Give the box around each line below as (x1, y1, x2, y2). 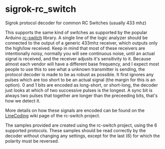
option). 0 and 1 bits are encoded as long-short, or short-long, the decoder (5, 82, 158, 88)
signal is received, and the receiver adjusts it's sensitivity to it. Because (5, 55, 152, 61)
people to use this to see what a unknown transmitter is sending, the (5, 66, 145, 72)
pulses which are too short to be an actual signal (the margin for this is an (5, 77, 156, 83)
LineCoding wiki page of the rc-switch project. (5, 112, 100, 118)
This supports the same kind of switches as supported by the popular (5, 29, 148, 35)
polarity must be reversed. (5, 138, 59, 144)
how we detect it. (5, 98, 41, 103)
